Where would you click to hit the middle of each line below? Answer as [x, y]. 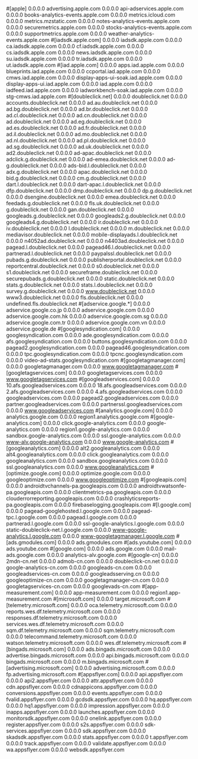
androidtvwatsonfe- [162, 486]
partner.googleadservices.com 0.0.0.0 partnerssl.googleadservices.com [94, 404]
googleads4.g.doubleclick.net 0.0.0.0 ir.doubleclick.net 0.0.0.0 [82, 222]
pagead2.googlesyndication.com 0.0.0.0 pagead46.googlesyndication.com [98, 348]
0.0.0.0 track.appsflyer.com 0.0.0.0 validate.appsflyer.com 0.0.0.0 [86, 743]
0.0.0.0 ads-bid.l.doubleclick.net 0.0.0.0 [98, 166]
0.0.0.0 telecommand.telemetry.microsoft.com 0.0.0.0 [72, 637]
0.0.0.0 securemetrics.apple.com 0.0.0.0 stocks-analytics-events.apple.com [99, 27]
